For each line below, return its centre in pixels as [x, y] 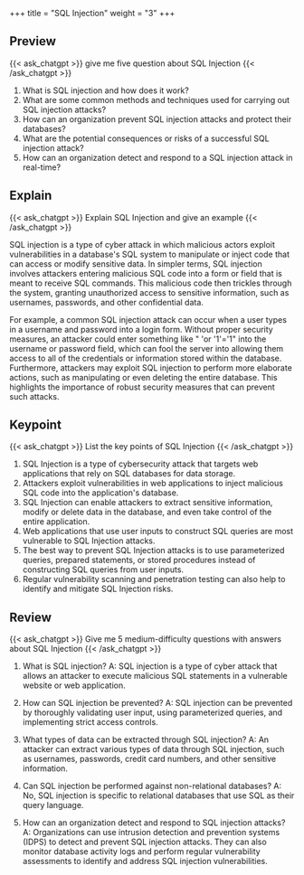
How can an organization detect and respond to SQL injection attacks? [154, 823]
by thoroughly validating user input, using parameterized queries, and [152, 712]
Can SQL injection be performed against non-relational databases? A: [152, 786]
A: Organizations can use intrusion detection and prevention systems [151, 833]
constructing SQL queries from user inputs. [103, 569]
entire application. [56, 522]
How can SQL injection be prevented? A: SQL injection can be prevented [157, 703]
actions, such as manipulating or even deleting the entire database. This [143, 377]
